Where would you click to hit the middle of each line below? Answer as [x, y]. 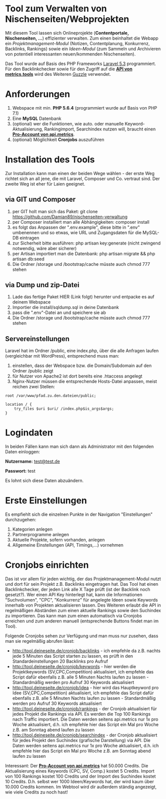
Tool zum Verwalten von [56, 9]
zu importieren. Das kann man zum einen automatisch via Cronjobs [74, 616]
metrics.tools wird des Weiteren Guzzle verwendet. [58, 74]
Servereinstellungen [37, 338]
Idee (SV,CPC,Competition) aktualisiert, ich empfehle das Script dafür [83, 693]
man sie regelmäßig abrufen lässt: [40, 641]
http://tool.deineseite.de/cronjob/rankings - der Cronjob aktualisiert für [84, 709]
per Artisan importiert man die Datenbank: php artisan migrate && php [83, 253]
